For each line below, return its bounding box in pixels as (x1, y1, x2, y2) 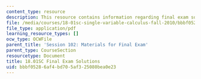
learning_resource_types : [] (6, 31, 79, 37)
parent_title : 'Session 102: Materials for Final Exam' (6, 42, 148, 48)
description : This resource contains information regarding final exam (6, 14, 188, 20)
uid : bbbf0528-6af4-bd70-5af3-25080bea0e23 (6, 64, 117, 70)
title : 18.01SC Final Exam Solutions (6, 58, 100, 64)
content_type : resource (6, 8, 66, 15)
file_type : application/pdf (6, 25, 77, 31)
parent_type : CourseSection (6, 48, 77, 53)
